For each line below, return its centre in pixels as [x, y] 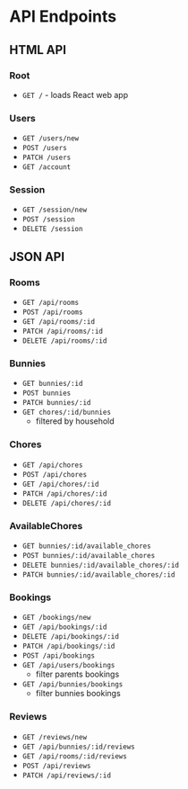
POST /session [48, 220]
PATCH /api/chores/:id [64, 493]
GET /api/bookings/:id [64, 627]
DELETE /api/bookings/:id [70, 637]
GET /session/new [55, 210]
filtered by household [75, 421]
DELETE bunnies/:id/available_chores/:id [100, 565]
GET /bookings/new [56, 618]
